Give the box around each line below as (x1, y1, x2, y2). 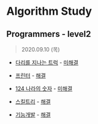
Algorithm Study (6, 4, 92, 18)
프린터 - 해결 (15, 72, 46, 79)
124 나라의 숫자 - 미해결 (15, 85, 73, 92)
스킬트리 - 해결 (15, 98, 51, 105)
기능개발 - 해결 (15, 111, 51, 118)
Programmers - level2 (6, 29, 91, 39)
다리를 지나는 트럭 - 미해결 (15, 59, 78, 66)
